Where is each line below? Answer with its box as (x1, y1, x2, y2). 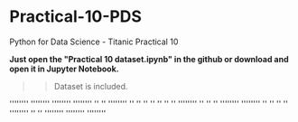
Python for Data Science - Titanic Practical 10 (9, 36, 179, 47)
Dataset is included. (53, 80, 128, 91)
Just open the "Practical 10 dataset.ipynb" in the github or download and (9, 53, 289, 64)
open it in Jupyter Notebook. (9, 63, 119, 74)
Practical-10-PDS (9, 6, 143, 27)
